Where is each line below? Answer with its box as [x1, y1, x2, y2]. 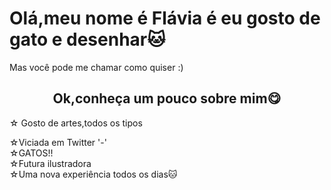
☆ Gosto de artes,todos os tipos [9, 117, 143, 129]
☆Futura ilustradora [9, 157, 92, 169]
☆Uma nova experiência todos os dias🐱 [9, 168, 178, 180]
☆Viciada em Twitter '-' [9, 136, 107, 148]
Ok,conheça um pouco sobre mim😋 [52, 90, 282, 107]
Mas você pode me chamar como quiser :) [9, 61, 184, 73]
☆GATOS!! [9, 147, 54, 159]
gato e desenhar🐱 [9, 28, 166, 51]
